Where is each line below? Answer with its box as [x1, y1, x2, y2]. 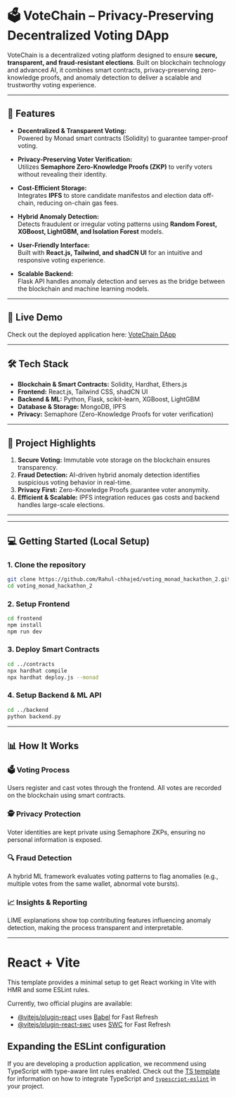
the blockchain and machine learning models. [17, 284, 150, 293]
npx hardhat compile [7, 667, 68, 675]
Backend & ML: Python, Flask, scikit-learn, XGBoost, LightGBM [17, 395, 200, 403]
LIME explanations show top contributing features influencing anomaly [7, 916, 211, 924]
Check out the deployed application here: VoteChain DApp [7, 330, 176, 339]
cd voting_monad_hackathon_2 [7, 582, 93, 589]
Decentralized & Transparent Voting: [17, 126, 126, 134]
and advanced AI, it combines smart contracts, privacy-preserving [7, 65, 199, 74]
